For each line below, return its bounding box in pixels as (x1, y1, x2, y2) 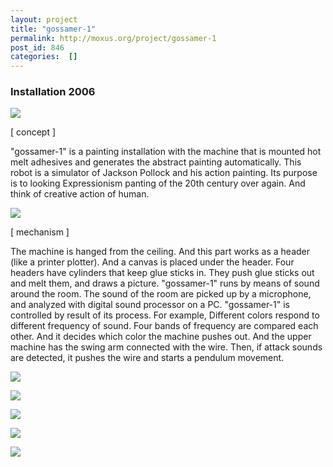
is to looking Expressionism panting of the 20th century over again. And (10, 177, 306, 190)
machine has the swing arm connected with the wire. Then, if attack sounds (10, 341, 323, 353)
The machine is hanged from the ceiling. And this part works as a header (10, 246, 311, 258)
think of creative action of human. (10, 188, 150, 200)
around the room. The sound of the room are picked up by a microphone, (10, 288, 312, 300)
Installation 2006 (10, 85, 96, 99)
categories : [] (10, 52, 78, 62)
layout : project (10, 14, 78, 25)
